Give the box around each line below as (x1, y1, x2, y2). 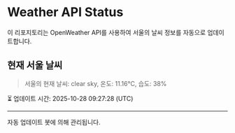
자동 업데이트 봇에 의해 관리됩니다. (7, 118, 101, 126)
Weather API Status (7, 4, 124, 20)
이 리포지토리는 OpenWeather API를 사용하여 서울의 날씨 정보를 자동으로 (7, 28, 206, 36)
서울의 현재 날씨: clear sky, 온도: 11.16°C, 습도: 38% (24, 79, 167, 87)
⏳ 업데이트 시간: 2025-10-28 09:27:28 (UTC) (7, 94, 134, 102)
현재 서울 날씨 (7, 59, 63, 71)
